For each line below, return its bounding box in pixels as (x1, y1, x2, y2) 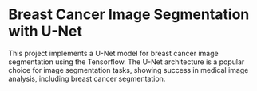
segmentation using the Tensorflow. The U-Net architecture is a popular (8, 57, 245, 66)
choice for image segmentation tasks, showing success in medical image (8, 65, 249, 74)
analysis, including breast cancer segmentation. (8, 74, 166, 83)
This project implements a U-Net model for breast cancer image (8, 48, 219, 58)
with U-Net (8, 22, 82, 40)
